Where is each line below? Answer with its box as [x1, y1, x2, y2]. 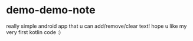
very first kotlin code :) [6, 28, 61, 35]
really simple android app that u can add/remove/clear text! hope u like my [6, 23, 187, 29]
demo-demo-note [6, 3, 96, 17]
